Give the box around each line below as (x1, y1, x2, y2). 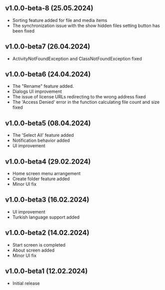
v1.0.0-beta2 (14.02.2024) (5, 229, 90, 237)
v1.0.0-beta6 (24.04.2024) (5, 70, 91, 79)
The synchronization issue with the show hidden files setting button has (12, 22, 161, 28)
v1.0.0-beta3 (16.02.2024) (5, 196, 90, 204)
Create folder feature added (12, 176, 70, 182)
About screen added (12, 247, 55, 253)
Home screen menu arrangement (12, 171, 81, 177)
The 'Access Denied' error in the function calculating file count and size (12, 99, 160, 105)
